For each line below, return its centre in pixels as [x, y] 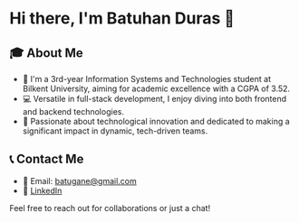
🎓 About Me [46, 53]
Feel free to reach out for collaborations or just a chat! [110, 208]
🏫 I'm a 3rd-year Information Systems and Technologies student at [147, 79]
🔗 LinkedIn [42, 190]
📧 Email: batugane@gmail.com [80, 180]
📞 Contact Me [47, 159]
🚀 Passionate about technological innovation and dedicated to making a [156, 121]
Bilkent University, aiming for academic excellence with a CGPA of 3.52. [156, 88]
